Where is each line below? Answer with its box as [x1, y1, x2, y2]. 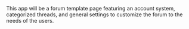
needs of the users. [6, 17, 54, 24]
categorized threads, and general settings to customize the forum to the [6, 11, 183, 18]
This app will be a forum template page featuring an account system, [6, 5, 175, 12]
